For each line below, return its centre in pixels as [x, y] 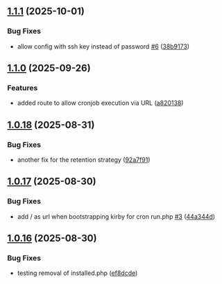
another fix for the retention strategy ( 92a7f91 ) [84, 160]
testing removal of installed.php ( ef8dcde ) [77, 273]
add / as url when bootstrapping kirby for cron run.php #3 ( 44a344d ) [116, 216]
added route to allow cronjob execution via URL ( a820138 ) [100, 103]
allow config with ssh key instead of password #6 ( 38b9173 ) [103, 46]
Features [23, 88]
